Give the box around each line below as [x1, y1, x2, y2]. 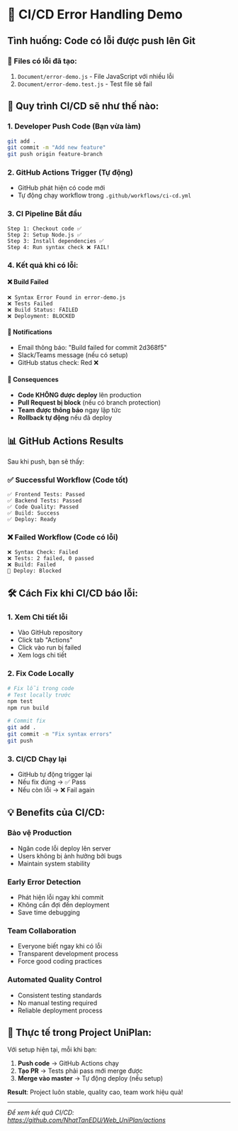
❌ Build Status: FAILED [7, 306, 79, 313]
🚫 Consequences [7, 375, 59, 383]
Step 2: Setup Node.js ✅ [7, 231, 82, 239]
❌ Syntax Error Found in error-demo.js [7, 294, 126, 301]
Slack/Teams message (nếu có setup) [17, 351, 129, 359]
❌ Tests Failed [7, 300, 53, 307]
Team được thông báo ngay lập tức [17, 406, 122, 415]
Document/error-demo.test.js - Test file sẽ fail [17, 80, 152, 88]
